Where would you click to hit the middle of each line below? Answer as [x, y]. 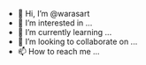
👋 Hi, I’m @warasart [54, 14]
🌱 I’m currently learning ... [65, 32]
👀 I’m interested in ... [55, 23]
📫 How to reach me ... [58, 51]
